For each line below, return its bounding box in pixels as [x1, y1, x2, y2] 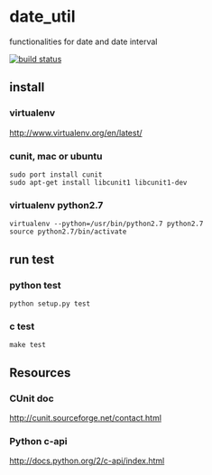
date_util [9, 6, 76, 27]
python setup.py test [9, 299, 91, 308]
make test [9, 341, 47, 350]
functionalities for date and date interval [9, 36, 158, 47]
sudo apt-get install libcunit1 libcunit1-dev [9, 178, 188, 187]
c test [9, 320, 35, 333]
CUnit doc [9, 392, 54, 405]
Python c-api [9, 434, 68, 447]
